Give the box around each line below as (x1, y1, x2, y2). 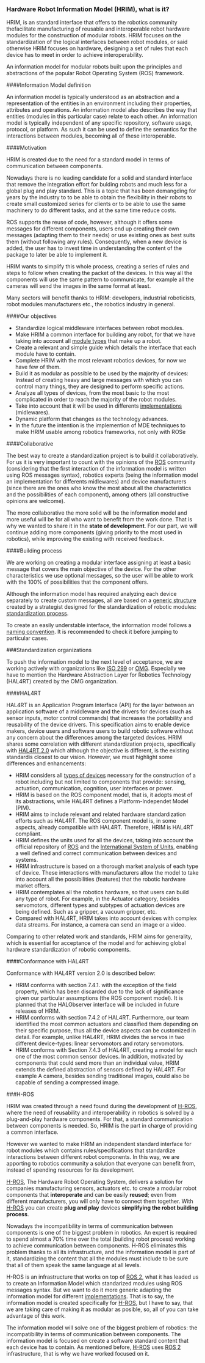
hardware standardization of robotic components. (6, 946, 131, 953)
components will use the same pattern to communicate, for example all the (6, 276, 194, 283)
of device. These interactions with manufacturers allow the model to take (15, 869, 199, 876)
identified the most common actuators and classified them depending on (15, 1020, 198, 1028)
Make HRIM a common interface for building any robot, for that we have (15, 331, 196, 338)
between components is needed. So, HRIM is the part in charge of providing (6, 1122, 198, 1130)
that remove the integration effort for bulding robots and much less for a (6, 181, 187, 188)
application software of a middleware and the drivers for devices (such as (6, 708, 192, 715)
